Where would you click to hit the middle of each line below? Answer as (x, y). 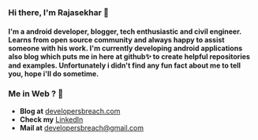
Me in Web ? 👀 (36, 94)
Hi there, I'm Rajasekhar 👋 (58, 13)
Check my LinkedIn (51, 119)
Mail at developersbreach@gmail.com (82, 127)
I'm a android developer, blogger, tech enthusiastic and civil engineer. (125, 31)
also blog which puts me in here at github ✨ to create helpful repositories (129, 56)
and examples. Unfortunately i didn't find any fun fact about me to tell (125, 65)
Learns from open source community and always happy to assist (116, 39)
